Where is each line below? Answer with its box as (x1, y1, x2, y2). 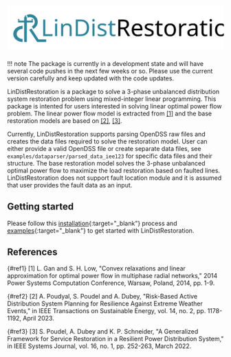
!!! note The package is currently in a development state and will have (7, 59, 204, 67)
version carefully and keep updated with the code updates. (7, 74, 174, 82)
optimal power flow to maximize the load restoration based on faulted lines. (7, 166, 221, 174)
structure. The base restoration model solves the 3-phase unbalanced (7, 159, 206, 167)
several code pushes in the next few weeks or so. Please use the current (7, 67, 213, 75)
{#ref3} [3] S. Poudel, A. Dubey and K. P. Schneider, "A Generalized (7, 327, 199, 336)
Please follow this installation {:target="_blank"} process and (7, 219, 177, 227)
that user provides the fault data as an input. (7, 181, 133, 189)
